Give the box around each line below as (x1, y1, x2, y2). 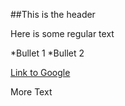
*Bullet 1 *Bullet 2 (10, 47, 85, 59)
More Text (10, 86, 53, 98)
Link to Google (10, 67, 71, 78)
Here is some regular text (10, 28, 115, 39)
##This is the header (10, 9, 96, 20)
